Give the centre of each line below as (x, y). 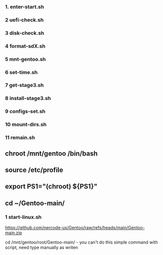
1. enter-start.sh (25, 7)
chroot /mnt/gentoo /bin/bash (51, 153)
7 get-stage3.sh (24, 85)
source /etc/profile (34, 170)
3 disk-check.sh (25, 33)
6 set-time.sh (21, 72)
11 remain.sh (20, 137)
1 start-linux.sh (23, 217)
